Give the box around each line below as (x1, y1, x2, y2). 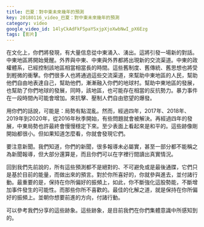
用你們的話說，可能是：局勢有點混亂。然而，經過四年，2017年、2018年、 (6, 107, 190, 115)
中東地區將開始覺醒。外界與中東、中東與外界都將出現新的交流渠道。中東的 (6, 56, 192, 64)
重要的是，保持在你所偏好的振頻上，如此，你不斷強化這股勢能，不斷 (22, 178, 192, 186)
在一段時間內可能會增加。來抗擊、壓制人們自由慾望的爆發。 (6, 95, 155, 102)
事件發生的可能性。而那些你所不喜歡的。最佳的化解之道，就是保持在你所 (11, 186, 192, 194)
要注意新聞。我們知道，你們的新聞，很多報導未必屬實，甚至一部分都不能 (6, 143, 187, 151)
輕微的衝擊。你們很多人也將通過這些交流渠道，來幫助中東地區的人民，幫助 (11, 72, 198, 79)
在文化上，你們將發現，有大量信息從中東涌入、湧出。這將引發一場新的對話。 (6, 49, 198, 56)
